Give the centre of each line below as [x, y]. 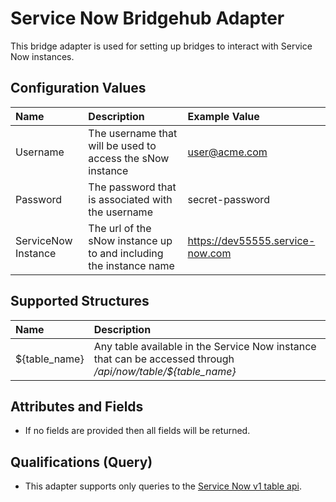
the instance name [131, 265]
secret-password [228, 199]
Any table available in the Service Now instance [205, 346]
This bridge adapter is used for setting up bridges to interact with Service [161, 46]
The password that [132, 187]
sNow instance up [130, 240]
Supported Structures [80, 301]
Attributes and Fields [77, 406]
